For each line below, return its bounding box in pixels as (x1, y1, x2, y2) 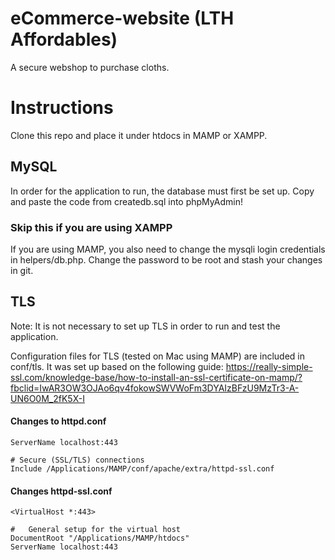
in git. (10, 264, 34, 276)
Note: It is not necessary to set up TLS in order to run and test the (10, 320, 281, 332)
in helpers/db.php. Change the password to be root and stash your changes (10, 253, 323, 266)
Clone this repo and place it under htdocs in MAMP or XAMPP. (10, 129, 268, 141)
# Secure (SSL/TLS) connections (10, 455, 145, 465)
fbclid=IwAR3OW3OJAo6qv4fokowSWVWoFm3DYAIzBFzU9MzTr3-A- (10, 382, 300, 394)
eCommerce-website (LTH (10, 7, 235, 30)
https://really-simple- (225, 360, 313, 372)
